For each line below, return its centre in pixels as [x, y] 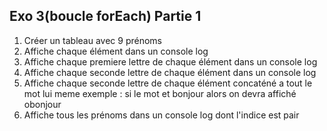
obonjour [42, 104]
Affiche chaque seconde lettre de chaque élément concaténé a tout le [168, 83]
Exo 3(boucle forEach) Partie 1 [105, 16]
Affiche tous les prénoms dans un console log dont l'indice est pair [161, 115]
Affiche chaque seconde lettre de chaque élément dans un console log [170, 72]
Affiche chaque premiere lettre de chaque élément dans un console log [170, 61]
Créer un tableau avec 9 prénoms [92, 40]
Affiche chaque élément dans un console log [116, 51]
